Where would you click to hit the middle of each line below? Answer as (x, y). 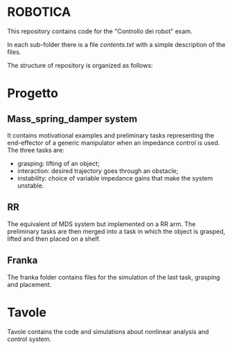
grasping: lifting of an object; (58, 163)
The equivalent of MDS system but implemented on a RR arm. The (101, 224)
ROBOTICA (39, 12)
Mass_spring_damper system (72, 119)
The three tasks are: (36, 150)
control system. (29, 339)
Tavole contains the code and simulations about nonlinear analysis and (108, 331)
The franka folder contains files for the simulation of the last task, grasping (114, 277)
